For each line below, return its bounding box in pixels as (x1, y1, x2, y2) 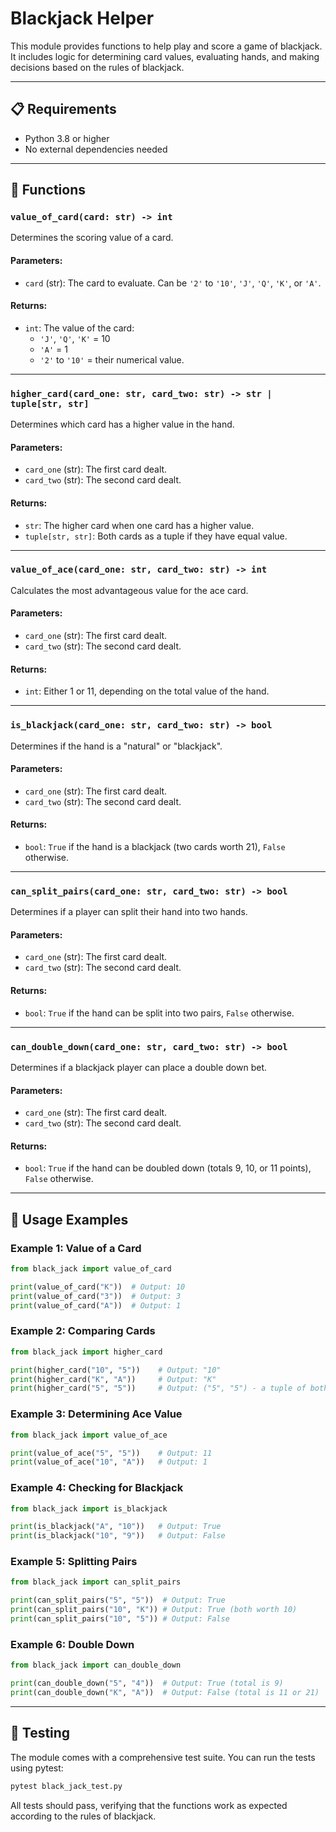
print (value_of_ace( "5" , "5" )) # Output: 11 (10, 1448, 213, 1458)
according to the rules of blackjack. (10, 1810, 157, 1822)
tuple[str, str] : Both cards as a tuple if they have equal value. (24, 530, 288, 542)
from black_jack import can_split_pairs (10, 1577, 182, 1587)
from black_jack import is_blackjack (10, 1503, 168, 1514)
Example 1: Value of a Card (10, 1241, 142, 1255)
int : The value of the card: (24, 322, 135, 334)
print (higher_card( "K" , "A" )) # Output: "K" (10, 1374, 217, 1384)
